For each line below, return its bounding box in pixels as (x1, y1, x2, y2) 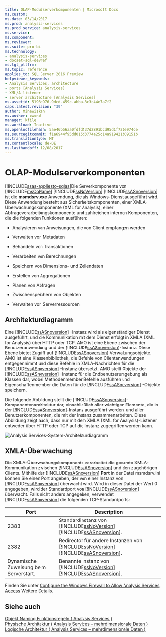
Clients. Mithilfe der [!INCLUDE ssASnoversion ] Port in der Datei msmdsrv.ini (5, 470, 161, 476)
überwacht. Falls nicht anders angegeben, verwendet (5, 491, 114, 497)
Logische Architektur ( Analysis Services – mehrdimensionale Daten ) (5, 626, 146, 632)
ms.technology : (5, 49, 37, 54)
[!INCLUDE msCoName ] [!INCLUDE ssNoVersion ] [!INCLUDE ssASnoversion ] (5, 188, 158, 194)
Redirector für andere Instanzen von (58, 537, 143, 544)
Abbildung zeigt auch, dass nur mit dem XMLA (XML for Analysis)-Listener (5, 417, 157, 423)
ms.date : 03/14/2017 (5, 16, 48, 21)
